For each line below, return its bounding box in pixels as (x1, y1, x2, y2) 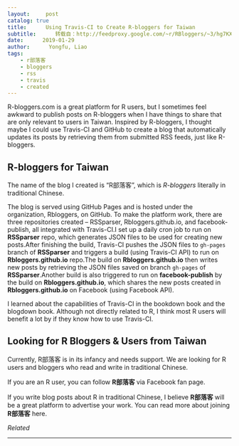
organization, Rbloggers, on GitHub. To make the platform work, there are (7, 211, 223, 219)
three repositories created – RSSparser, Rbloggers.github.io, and (7, 218, 196, 226)
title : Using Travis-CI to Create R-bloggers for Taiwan (7, 23, 196, 31)
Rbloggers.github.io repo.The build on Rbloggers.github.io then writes (7, 255, 218, 264)
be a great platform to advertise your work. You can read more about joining (7, 400, 230, 409)
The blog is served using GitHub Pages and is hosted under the (7, 203, 193, 211)
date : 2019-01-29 (7, 37, 75, 44)
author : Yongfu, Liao (7, 43, 87, 51)
